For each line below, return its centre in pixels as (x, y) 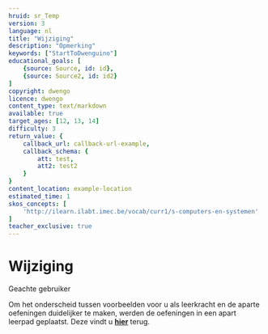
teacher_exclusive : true (50, 226)
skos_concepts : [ (38, 204)
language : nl (30, 31)
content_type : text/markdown (57, 106)
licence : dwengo (36, 99)
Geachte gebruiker (40, 289)
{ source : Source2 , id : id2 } (70, 76)
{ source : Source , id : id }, (68, 69)
